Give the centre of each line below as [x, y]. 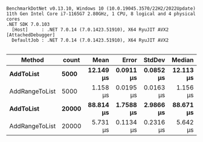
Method [32, 60]
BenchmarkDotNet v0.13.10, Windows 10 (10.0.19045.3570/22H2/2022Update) [101, 8]
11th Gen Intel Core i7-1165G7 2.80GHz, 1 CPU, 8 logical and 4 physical [101, 14]
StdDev [154, 60]
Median [182, 60]
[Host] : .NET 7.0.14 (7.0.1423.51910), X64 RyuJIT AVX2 [90, 30]
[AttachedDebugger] [31, 35]
